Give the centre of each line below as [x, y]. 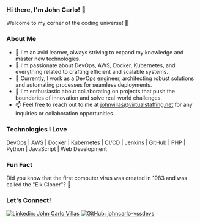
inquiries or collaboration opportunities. [65, 113]
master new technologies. [48, 59]
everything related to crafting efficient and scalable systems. [91, 71]
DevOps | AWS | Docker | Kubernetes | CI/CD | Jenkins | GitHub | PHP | [96, 142]
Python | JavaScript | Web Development [57, 148]
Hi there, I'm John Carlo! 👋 [46, 10]
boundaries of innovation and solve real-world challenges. [88, 98]
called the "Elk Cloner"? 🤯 [39, 185]
